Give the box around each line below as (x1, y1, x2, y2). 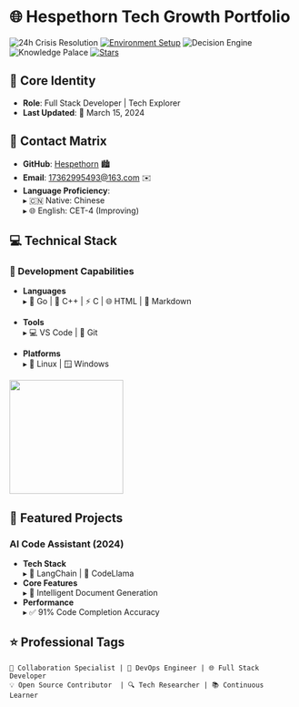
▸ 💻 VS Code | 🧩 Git (22, 327, 98, 338)
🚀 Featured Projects (9, 510, 124, 526)
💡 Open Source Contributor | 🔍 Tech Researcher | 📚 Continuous (9, 681, 264, 690)
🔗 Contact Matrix (9, 134, 107, 149)
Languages (22, 285, 66, 297)
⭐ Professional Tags (9, 635, 125, 651)
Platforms (22, 348, 61, 359)
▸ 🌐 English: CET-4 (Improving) (22, 205, 139, 216)
